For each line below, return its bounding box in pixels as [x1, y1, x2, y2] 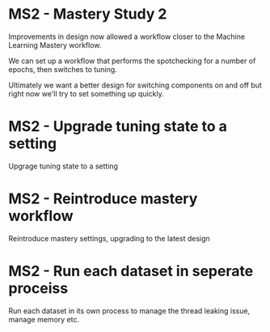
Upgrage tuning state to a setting [8, 161, 119, 171]
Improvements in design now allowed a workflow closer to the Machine [8, 32, 245, 41]
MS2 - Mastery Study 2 [8, 5, 167, 23]
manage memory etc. [8, 314, 79, 324]
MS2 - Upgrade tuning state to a [8, 117, 228, 136]
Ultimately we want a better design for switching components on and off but [8, 80, 263, 90]
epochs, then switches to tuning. [8, 64, 117, 74]
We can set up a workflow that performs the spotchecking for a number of [8, 56, 256, 66]
